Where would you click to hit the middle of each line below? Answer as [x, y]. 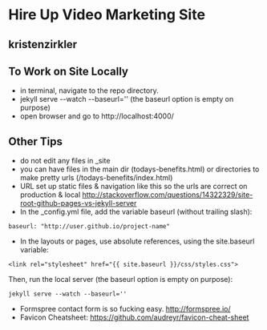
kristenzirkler [43, 44]
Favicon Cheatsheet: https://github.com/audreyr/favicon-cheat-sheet [134, 317]
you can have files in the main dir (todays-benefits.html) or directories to [140, 169]
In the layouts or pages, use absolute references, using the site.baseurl [137, 241]
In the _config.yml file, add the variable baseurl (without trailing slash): [136, 212]
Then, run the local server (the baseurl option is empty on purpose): [121, 280]
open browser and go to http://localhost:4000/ [97, 116]
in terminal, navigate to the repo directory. [89, 91]
